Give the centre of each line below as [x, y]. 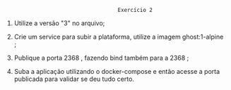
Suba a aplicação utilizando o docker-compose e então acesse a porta [117, 71]
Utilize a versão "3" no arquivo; [59, 23]
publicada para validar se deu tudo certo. [74, 79]
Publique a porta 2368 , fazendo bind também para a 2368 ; [101, 58]
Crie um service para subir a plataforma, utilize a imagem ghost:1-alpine [119, 37]
